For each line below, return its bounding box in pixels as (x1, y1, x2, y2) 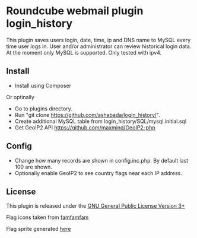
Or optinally (6, 93, 34, 100)
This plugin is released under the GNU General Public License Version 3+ (6, 202, 185, 210)
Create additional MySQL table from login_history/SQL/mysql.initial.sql (14, 118, 187, 125)
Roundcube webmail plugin (6, 4, 144, 18)
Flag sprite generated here (6, 226, 71, 233)
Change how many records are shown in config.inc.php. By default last (14, 157, 189, 164)
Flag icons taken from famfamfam (6, 214, 89, 221)
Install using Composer (14, 82, 71, 89)
